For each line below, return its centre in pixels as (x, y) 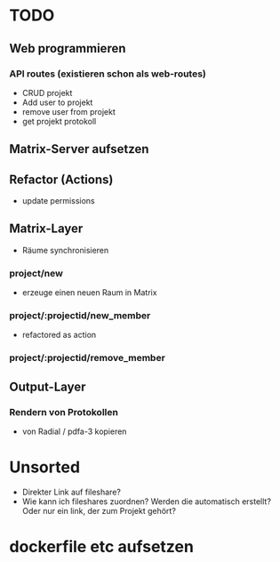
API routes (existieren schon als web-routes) (108, 74)
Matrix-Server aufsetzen (79, 149)
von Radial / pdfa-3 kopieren (74, 431)
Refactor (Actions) (61, 179)
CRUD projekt (47, 92)
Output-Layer (48, 386)
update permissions (58, 201)
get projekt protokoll (59, 121)
